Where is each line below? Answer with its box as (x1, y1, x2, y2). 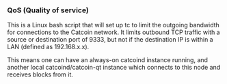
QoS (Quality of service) (7, 5, 89, 15)
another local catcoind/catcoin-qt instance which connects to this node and (7, 64, 221, 72)
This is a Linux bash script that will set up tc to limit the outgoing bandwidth (7, 21, 220, 29)
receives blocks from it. (7, 70, 74, 79)
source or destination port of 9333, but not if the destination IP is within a (7, 36, 213, 44)
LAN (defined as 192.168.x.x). (7, 43, 90, 51)
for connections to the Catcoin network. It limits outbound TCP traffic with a (7, 28, 220, 36)
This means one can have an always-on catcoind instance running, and (7, 56, 209, 64)
